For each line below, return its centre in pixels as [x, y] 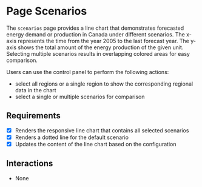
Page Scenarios [47, 11]
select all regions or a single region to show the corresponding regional [104, 84]
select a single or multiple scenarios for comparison [80, 97]
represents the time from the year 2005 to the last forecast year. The [104, 41]
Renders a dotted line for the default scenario [72, 137]
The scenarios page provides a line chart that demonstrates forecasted [95, 28]
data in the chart [35, 90]
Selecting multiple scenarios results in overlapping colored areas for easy [98, 53]
